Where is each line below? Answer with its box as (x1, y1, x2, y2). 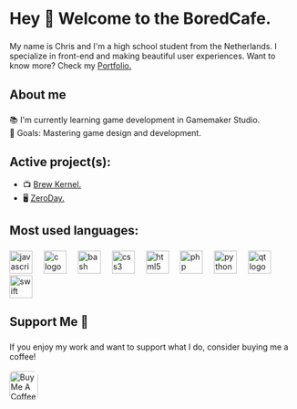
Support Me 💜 (9, 314, 89, 330)
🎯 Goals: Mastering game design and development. (9, 128, 202, 139)
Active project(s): (9, 154, 111, 170)
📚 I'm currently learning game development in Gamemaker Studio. (9, 114, 261, 126)
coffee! (9, 351, 36, 362)
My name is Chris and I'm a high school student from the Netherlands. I (9, 41, 278, 52)
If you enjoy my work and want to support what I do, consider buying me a (9, 341, 289, 352)
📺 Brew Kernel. (22, 179, 82, 190)
